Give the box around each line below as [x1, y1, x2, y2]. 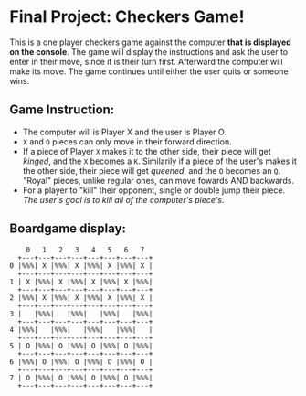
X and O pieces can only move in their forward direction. [22, 135, 232, 147]
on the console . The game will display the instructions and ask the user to [9, 46, 289, 57]
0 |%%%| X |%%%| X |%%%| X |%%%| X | [9, 261, 153, 271]
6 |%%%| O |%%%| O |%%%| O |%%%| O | [9, 357, 153, 367]
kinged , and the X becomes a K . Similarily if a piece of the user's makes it [22, 155, 297, 166]
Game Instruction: [9, 102, 115, 118]
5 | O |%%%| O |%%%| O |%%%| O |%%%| [9, 341, 153, 350]
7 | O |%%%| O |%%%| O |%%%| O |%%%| [9, 373, 153, 382]
